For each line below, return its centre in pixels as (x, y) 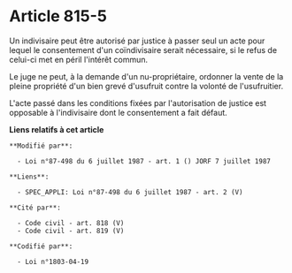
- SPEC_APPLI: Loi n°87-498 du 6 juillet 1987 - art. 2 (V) (130, 192)
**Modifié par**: (41, 146)
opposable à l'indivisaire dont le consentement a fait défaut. (118, 112)
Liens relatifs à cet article (57, 129)
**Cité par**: (35, 208)
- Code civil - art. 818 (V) (71, 223)
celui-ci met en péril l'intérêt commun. (79, 59)
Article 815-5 (58, 16)
